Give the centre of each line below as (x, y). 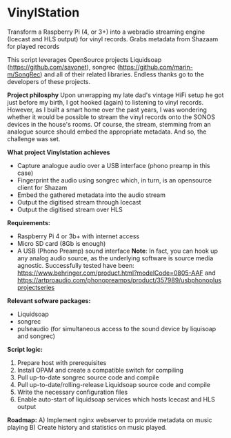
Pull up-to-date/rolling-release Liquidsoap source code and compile (114, 384)
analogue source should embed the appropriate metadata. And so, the (107, 132)
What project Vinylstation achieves (59, 152)
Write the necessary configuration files (72, 392)
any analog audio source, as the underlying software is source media (115, 258)
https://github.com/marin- (156, 67)
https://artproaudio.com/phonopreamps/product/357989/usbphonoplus (119, 280)
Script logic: (25, 349)
